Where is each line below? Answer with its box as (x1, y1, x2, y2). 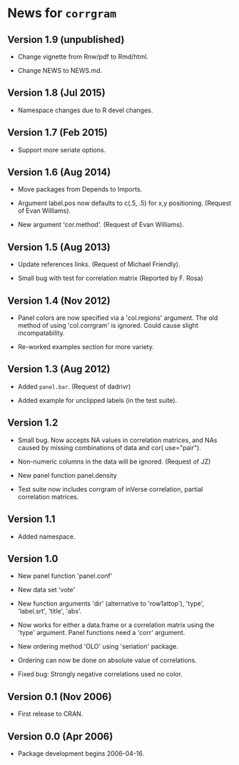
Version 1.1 (7, 513, 56, 526)
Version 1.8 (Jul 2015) (7, 87, 106, 99)
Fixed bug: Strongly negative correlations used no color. (17, 670, 183, 679)
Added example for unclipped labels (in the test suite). (17, 396, 177, 404)
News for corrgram (7, 5, 117, 21)
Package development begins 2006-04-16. (17, 749, 145, 758)
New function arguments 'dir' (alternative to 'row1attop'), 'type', (17, 599, 205, 608)
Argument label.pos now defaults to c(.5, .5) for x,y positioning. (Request (17, 199, 232, 208)
